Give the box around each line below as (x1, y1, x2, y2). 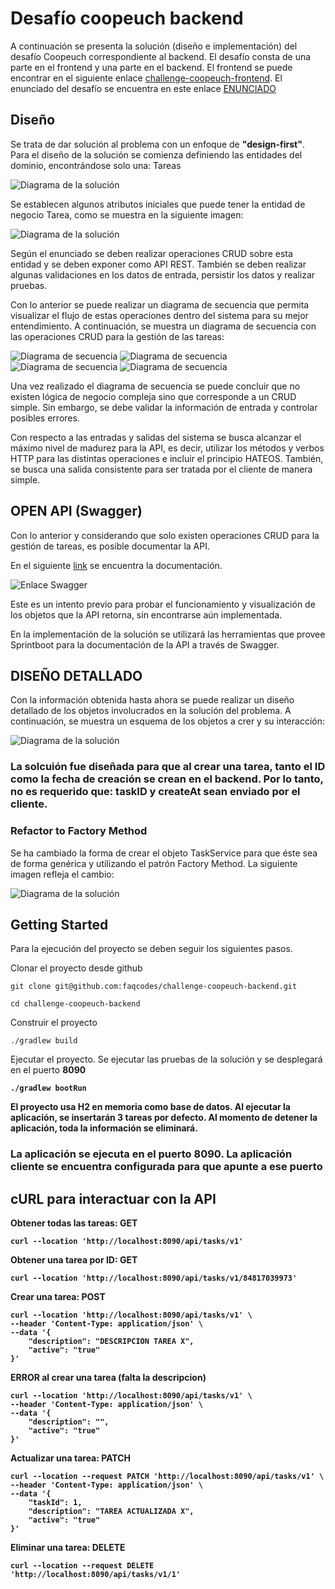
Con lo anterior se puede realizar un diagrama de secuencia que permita (10, 298, 310, 311)
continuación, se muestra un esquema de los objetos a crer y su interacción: (10, 715, 325, 727)
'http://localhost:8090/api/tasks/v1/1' (10, 1570, 182, 1580)
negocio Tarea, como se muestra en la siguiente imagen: (10, 208, 244, 221)
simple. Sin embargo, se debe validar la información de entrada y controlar (10, 401, 318, 413)
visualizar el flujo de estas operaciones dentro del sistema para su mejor (10, 309, 309, 321)
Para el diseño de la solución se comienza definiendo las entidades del (10, 148, 303, 161)
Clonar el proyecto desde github (10, 962, 143, 974)
